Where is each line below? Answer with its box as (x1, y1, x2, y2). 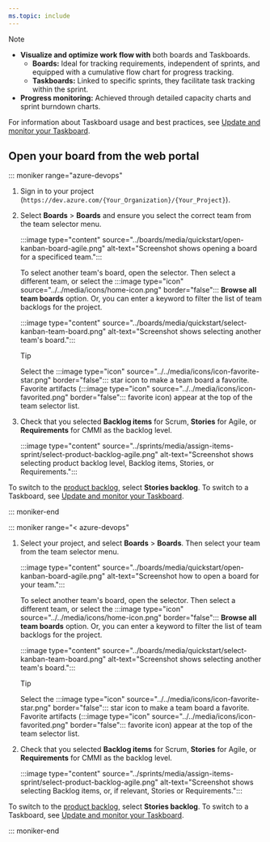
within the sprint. (32, 84, 89, 94)
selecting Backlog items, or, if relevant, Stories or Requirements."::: (19, 786, 243, 796)
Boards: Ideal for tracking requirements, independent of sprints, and (32, 58, 260, 68)
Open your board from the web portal (8, 149, 200, 163)
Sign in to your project (19, 186, 95, 196)
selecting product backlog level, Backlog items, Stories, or (19, 459, 214, 468)
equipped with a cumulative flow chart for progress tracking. (32, 66, 234, 77)
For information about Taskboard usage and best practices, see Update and (8, 117, 261, 126)
